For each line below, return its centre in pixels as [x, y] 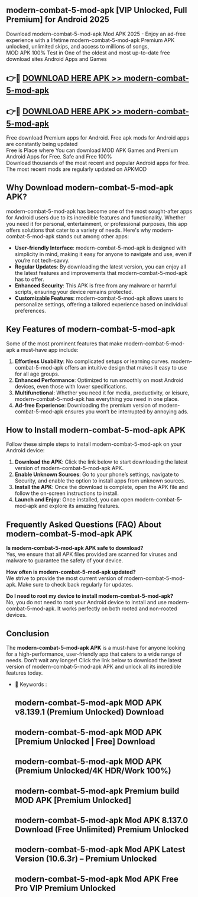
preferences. [30, 310]
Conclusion [28, 634]
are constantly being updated [42, 144]
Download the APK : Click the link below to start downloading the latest [101, 462]
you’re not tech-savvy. [42, 260]
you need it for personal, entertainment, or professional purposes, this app [97, 224]
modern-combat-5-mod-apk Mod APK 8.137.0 [101, 820]
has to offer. [29, 279]
